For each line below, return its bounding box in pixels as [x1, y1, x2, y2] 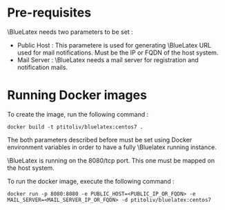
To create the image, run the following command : [7, 110, 149, 118]
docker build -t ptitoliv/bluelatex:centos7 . [7, 123, 144, 131]
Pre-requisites [7, 5, 92, 21]
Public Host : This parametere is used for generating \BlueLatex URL [17, 41, 212, 49]
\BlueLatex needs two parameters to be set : [7, 28, 133, 36]
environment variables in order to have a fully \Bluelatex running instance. [7, 143, 217, 151]
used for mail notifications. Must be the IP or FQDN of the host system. [17, 48, 219, 57]
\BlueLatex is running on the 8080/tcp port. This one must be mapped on [7, 156, 215, 164]
